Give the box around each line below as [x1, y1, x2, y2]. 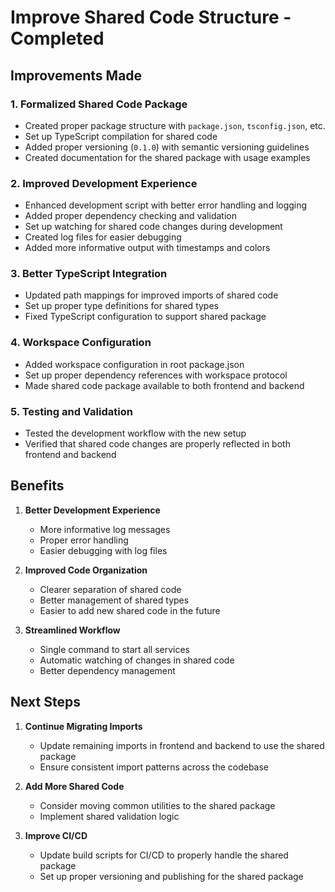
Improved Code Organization [24, 564, 148, 576]
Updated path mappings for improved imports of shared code [24, 289, 279, 301]
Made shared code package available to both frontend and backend [24, 379, 305, 391]
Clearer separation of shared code [39, 583, 182, 595]
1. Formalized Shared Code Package [10, 97, 188, 111]
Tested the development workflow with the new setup [24, 427, 247, 440]
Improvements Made [10, 67, 143, 84]
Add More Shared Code [24, 780, 125, 792]
